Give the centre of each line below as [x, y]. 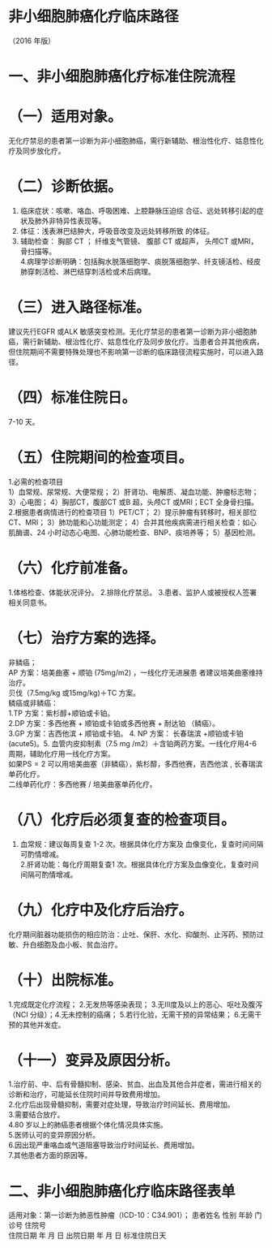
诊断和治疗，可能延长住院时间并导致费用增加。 [86, 1095]
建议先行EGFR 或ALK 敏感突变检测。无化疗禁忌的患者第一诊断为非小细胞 [129, 331]
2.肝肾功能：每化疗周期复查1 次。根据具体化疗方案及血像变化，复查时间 [139, 864]
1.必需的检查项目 [36, 481]
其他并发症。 [44, 1025]
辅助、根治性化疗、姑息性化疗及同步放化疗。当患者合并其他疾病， [153, 341]
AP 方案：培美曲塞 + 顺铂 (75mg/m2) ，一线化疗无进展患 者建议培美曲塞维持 [136, 672]
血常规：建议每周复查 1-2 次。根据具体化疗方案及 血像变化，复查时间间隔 [142, 844]
